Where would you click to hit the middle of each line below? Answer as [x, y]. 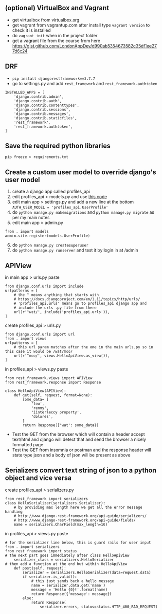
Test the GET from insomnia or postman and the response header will [82, 450]
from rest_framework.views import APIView [49, 378]
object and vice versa [38, 478]
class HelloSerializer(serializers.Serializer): [55, 503]
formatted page [28, 445]
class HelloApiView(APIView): [36, 391]
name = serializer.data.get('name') [68, 585]
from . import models [27, 232]
